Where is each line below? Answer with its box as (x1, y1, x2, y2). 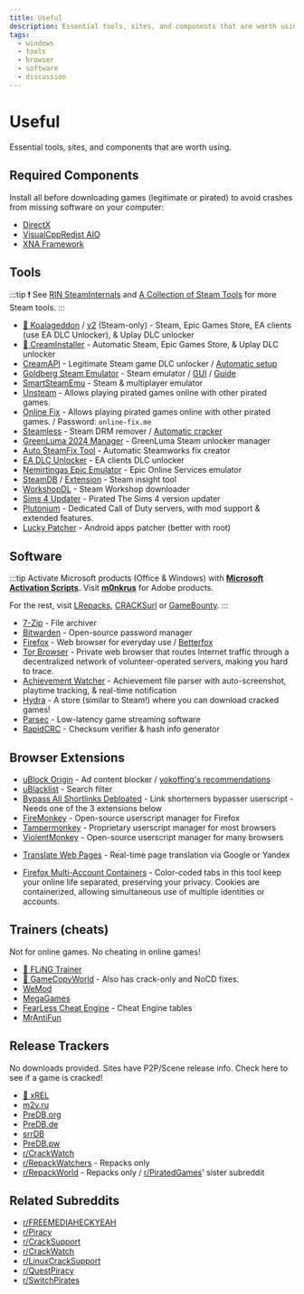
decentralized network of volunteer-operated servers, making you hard (22, 656, 288, 667)
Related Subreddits (9, 1192, 120, 1208)
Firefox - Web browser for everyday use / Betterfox (22, 637, 214, 648)
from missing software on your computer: (9, 201, 165, 212)
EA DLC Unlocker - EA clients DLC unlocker (22, 455, 185, 466)
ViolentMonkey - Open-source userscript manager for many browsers (22, 831, 284, 842)
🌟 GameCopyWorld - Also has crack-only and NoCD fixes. (22, 973, 240, 985)
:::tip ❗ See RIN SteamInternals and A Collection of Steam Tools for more (9, 289, 277, 300)
